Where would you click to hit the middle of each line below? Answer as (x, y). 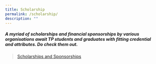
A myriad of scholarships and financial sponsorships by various (72, 34)
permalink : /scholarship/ (31, 14)
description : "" (22, 18)
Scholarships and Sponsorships (49, 57)
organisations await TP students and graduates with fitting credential (78, 39)
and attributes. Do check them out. (41, 44)
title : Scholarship (25, 9)
